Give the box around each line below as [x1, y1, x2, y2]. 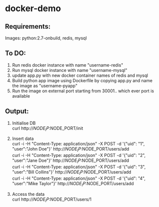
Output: [5, 107, 29, 116]
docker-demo [5, 3, 62, 14]
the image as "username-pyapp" [12, 83, 78, 88]
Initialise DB [12, 120, 36, 126]
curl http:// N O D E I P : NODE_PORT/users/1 [12, 196, 92, 203]
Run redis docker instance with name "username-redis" [12, 62, 124, 68]
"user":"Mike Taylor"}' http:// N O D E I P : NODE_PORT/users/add [12, 180, 134, 188]
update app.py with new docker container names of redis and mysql [12, 72, 148, 78]
